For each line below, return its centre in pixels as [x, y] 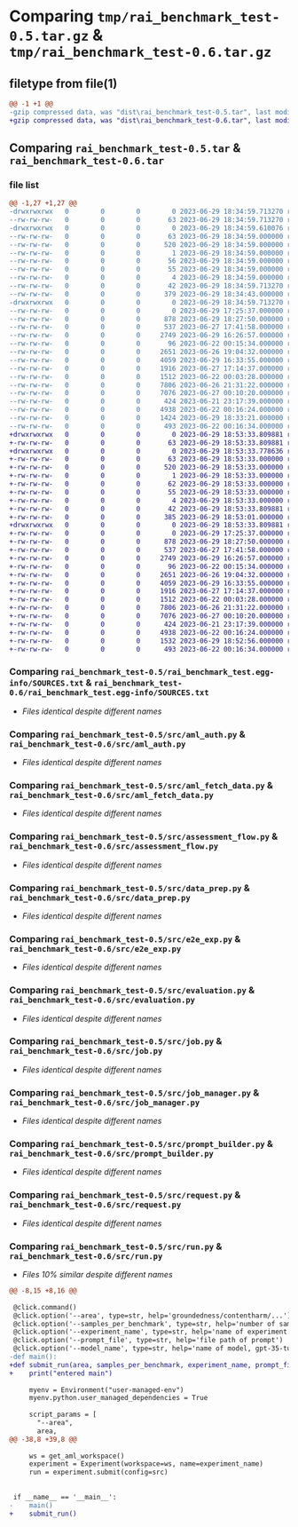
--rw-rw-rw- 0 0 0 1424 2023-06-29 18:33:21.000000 [146, 418]
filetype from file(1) [63, 83]
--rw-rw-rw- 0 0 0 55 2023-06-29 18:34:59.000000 [146, 269]
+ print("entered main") [61, 1373]
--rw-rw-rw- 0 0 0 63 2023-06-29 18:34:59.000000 [146, 236]
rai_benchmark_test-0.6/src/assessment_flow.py [114, 847]
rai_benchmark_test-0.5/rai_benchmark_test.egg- [168, 673]
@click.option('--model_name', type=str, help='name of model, [132, 1349]
